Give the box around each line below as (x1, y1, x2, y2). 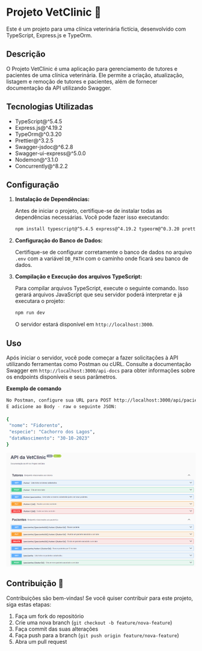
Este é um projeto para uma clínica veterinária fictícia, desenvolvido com (6, 25, 186, 32)
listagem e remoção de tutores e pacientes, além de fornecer (6, 78, 158, 85)
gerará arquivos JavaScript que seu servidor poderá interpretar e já (14, 291, 182, 298)
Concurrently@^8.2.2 (14, 162, 68, 170)
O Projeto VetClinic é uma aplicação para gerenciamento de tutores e (6, 65, 178, 72)
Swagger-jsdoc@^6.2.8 (14, 143, 73, 150)
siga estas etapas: (6, 601, 52, 608)
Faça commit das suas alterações (14, 625, 99, 632)
